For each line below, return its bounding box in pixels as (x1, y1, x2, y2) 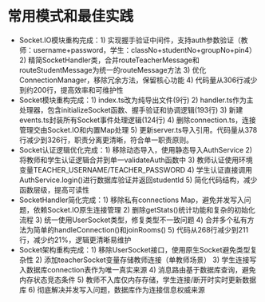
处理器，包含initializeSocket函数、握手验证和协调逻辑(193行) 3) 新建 (18, 105, 243, 114)
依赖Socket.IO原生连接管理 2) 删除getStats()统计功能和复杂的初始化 (33, 205, 256, 214)
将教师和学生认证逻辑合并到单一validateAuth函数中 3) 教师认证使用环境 (18, 155, 253, 165)
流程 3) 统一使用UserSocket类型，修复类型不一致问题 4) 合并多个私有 (18, 215, 248, 225)
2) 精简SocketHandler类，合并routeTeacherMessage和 (18, 55, 200, 65)
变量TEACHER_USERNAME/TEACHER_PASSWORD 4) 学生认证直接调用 (18, 165, 253, 174)
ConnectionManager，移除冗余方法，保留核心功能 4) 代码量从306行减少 (18, 75, 258, 85)
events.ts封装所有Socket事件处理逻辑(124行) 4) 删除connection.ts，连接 (18, 115, 256, 125)
